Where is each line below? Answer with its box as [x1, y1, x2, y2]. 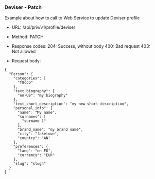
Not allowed [11, 48, 36, 55]
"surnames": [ [17, 114, 47, 119]
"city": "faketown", [17, 131, 59, 137]
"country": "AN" [17, 136, 51, 140]
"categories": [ [13, 76, 47, 81]
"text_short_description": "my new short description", [13, 101, 129, 106]
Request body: [11, 58, 41, 64]
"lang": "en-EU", [17, 148, 53, 154]
